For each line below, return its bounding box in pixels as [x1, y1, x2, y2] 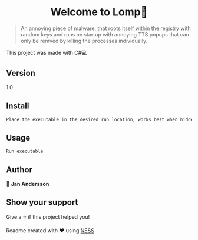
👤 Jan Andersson [6, 180, 49, 187]
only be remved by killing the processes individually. [20, 37, 148, 44]
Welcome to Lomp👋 [50, 5, 148, 19]
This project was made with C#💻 [6, 49, 87, 56]
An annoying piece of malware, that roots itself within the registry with [20, 25, 192, 32]
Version [6, 68, 35, 78]
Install [6, 101, 29, 111]
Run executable [6, 148, 44, 155]
